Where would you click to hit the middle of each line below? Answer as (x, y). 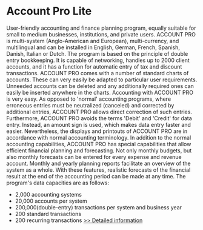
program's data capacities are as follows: (58, 183)
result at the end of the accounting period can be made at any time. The (96, 176)
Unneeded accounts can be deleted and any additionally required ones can (100, 86)
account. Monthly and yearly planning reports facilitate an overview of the (98, 163)
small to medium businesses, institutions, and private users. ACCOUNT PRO (101, 34)
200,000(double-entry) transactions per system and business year (98, 207)
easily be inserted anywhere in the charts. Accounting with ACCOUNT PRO (100, 92)
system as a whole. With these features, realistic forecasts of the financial (98, 170)
